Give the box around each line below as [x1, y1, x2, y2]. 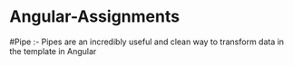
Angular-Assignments [9, 6, 180, 27]
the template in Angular [9, 45, 97, 56]
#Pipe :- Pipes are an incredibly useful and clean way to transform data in [9, 36, 284, 47]
